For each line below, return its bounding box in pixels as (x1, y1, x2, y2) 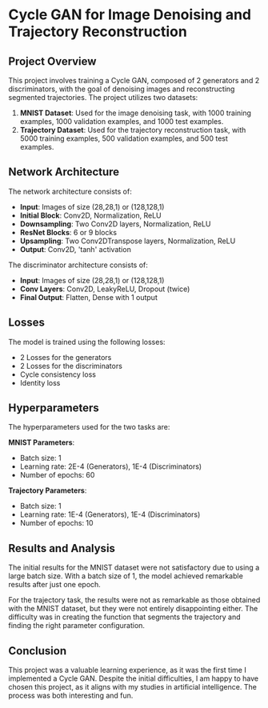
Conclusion (8, 644, 67, 658)
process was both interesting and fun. (8, 690, 134, 701)
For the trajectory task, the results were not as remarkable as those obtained (8, 595, 261, 605)
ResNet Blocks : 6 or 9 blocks (19, 227, 118, 237)
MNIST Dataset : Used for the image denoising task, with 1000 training (19, 108, 252, 118)
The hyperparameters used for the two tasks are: (8, 422, 170, 432)
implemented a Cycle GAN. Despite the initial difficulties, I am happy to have (8, 674, 258, 683)
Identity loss (19, 378, 61, 387)
